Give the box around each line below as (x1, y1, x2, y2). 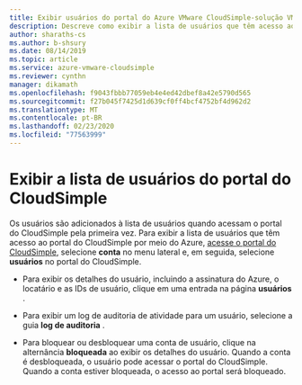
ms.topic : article (9, 55, 78, 64)
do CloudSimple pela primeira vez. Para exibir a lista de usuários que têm (9, 227, 280, 238)
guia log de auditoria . (22, 319, 105, 330)
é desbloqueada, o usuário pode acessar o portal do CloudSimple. (22, 356, 268, 367)
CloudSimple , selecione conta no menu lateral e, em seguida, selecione (9, 246, 275, 257)
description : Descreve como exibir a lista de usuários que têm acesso (9, 22, 283, 31)
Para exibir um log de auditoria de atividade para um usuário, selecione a (22, 309, 293, 320)
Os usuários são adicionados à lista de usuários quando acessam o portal (9, 218, 282, 228)
